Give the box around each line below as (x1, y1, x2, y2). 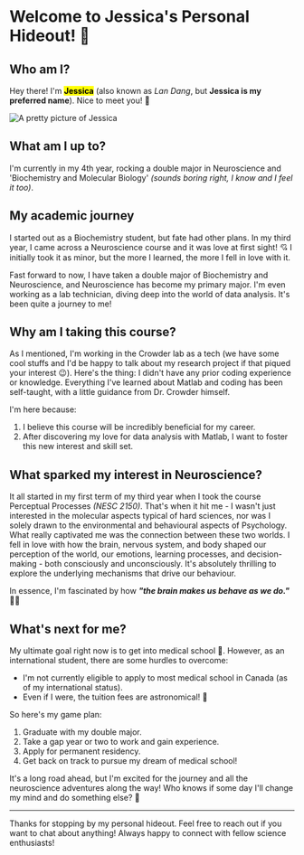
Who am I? (9, 61, 71, 77)
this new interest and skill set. (22, 441, 134, 452)
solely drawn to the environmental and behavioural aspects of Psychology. (9, 520, 288, 531)
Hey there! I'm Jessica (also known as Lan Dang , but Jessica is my (9, 86, 262, 96)
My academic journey (9, 208, 135, 223)
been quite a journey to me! (9, 298, 112, 309)
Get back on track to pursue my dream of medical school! (22, 756, 238, 766)
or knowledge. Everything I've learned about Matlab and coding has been (9, 377, 283, 388)
